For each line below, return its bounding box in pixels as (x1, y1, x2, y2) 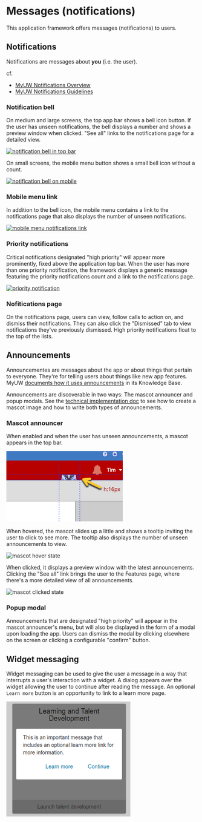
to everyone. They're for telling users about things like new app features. (6, 372, 187, 380)
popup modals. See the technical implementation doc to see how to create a (6, 397, 197, 404)
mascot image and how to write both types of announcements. (6, 404, 163, 411)
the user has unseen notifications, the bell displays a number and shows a (6, 123, 191, 131)
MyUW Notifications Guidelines (15, 88, 94, 95)
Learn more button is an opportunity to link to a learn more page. (6, 689, 166, 697)
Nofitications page (6, 300, 62, 308)
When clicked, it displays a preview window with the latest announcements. (6, 564, 195, 571)
